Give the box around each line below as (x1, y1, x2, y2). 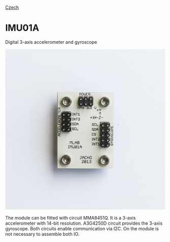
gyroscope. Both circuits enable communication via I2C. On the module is (5, 225, 159, 231)
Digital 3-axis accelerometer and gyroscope (5, 39, 97, 45)
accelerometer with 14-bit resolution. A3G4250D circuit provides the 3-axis (5, 220, 163, 226)
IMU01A (5, 22, 40, 34)
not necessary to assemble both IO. (5, 231, 80, 237)
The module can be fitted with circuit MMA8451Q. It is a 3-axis (5, 214, 136, 221)
